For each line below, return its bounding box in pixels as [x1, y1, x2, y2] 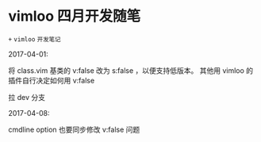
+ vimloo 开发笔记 [8, 35, 61, 44]
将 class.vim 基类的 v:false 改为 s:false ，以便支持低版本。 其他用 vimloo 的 [8, 65, 254, 75]
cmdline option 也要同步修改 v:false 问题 [8, 125, 140, 134]
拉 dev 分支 [8, 92, 46, 102]
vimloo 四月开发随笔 [8, 7, 141, 25]
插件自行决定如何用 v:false [8, 75, 95, 85]
